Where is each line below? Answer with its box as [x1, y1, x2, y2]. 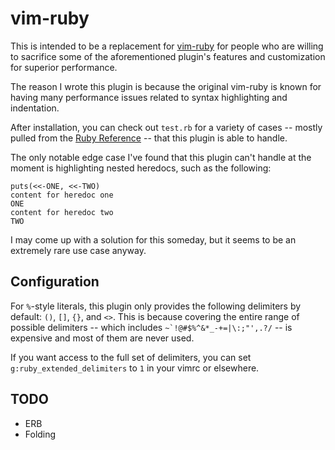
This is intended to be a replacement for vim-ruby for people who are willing [10, 40, 324, 52]
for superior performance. [10, 61, 118, 73]
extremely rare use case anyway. [10, 244, 147, 256]
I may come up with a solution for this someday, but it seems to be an [10, 233, 297, 246]
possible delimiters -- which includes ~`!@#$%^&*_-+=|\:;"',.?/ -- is [10, 321, 293, 333]
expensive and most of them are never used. [10, 332, 195, 344]
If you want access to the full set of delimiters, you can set [10, 351, 252, 363]
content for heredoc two [10, 207, 114, 217]
